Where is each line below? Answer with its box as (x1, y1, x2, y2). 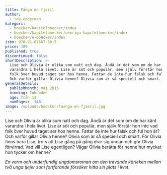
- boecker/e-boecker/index (9, 35, 66, 40)
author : (5, 12, 21, 17)
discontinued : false (5, 53, 48, 58)
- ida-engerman (9, 16, 41, 21)
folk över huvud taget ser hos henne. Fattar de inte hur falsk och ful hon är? (5, 128, 160, 134)
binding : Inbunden (9, 90, 48, 95)
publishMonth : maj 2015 (9, 85, 59, 91)
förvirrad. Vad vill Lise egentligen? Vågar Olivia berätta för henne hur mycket (5, 144, 162, 150)
